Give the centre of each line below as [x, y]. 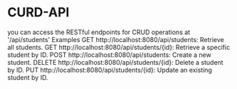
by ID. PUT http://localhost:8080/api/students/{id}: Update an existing [110, 70]
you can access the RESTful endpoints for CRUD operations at [99, 32]
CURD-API [38, 12]
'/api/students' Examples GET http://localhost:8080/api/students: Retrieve [116, 39]
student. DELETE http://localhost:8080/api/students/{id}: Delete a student [115, 62]
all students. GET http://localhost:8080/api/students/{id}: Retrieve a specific [119, 47]
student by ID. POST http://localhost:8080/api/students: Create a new [109, 55]
